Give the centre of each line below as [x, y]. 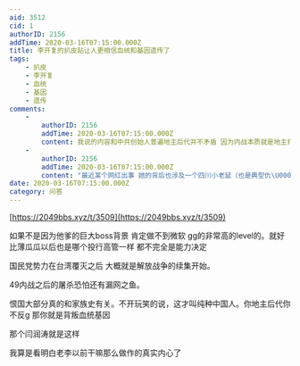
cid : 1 [21, 26]
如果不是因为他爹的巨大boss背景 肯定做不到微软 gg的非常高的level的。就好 [147, 236]
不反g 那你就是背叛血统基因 [60, 315]
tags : [19, 59]
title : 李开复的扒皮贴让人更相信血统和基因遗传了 [90, 51]
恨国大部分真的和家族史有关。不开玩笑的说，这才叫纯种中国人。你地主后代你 [150, 304]
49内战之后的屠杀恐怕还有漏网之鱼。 [77, 285]
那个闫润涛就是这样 [45, 334]
